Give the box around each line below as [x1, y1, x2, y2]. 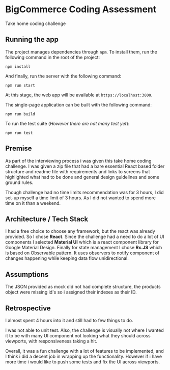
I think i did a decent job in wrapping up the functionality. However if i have [5, 353, 162, 359]
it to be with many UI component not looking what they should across [5, 333, 151, 338]
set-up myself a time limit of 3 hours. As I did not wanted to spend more [5, 195, 156, 201]
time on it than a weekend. [5, 200, 61, 206]
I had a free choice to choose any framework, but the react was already [5, 228, 155, 234]
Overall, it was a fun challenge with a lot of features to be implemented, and [5, 348, 164, 354]
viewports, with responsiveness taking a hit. [5, 338, 98, 344]
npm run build [5, 111, 36, 117]
